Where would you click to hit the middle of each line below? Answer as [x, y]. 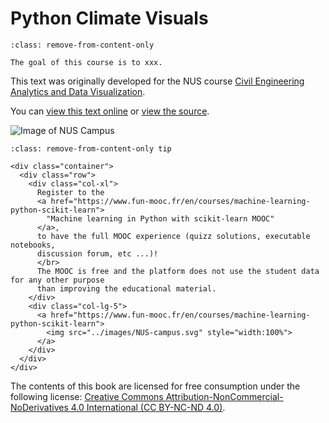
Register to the [70, 192]
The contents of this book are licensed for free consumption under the [155, 386]
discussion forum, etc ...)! [97, 253]
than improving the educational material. [126, 288]
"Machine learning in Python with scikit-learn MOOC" [160, 218]
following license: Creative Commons [87, 396]
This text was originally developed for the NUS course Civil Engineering [157, 81]
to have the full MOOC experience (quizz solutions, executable [173, 236]
